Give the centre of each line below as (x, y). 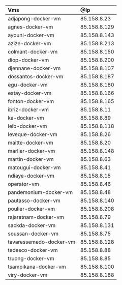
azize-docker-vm (29, 44)
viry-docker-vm (28, 275)
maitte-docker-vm (30, 143)
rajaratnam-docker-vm (36, 217)
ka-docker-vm (26, 118)
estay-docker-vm (30, 93)
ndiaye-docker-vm (31, 176)
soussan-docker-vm (33, 234)
